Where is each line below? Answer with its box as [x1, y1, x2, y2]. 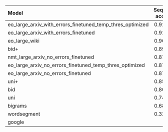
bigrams [7, 102, 27, 109]
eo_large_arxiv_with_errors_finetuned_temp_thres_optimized [7, 21, 149, 28]
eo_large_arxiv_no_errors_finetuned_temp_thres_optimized [7, 62, 145, 68]
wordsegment [7, 110, 40, 117]
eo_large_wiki [7, 37, 40, 44]
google [7, 118, 24, 125]
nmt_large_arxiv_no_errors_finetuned [7, 53, 94, 60]
